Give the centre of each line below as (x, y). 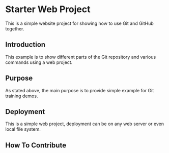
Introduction (25, 45)
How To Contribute (36, 145)
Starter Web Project (48, 9)
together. (15, 28)
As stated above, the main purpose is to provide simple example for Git (80, 90)
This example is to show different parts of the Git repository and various (81, 57)
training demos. (22, 96)
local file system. (23, 129)
